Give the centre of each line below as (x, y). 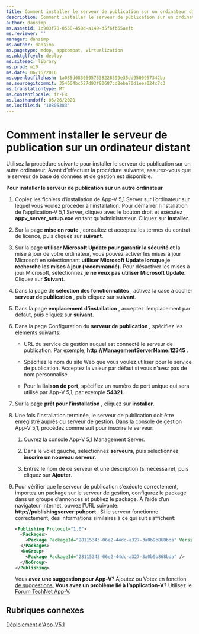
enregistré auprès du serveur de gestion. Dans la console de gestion (98, 421)
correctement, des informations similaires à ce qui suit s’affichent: (95, 518)
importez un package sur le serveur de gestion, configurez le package (100, 493)
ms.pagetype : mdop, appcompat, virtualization (65, 50)
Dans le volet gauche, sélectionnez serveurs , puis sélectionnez (101, 451)
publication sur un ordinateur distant (98, 148)
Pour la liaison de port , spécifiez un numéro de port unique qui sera (106, 386)
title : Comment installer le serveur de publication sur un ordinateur (96, 12)
